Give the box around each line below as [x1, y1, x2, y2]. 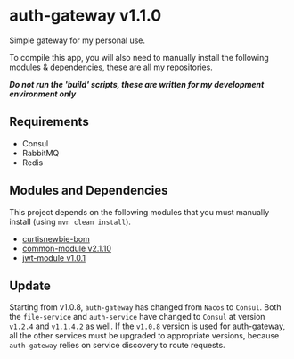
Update [9, 278, 52, 293]
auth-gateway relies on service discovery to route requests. [9, 340, 225, 351]
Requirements [9, 114, 89, 129]
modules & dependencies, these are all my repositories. [9, 62, 214, 72]
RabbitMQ [21, 147, 60, 158]
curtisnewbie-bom [21, 233, 91, 244]
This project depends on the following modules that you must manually [9, 206, 270, 217]
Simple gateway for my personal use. [9, 35, 145, 46]
